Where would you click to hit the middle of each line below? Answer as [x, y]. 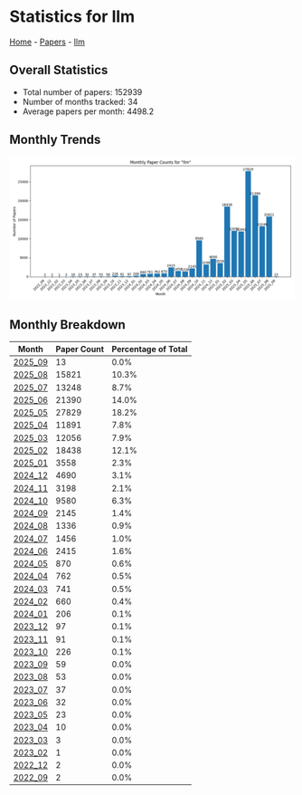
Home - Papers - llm [47, 42]
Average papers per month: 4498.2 [88, 111]
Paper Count [80, 349]
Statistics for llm [72, 17]
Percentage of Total [150, 349]
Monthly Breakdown [68, 325]
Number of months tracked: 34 [80, 101]
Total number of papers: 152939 [82, 91]
